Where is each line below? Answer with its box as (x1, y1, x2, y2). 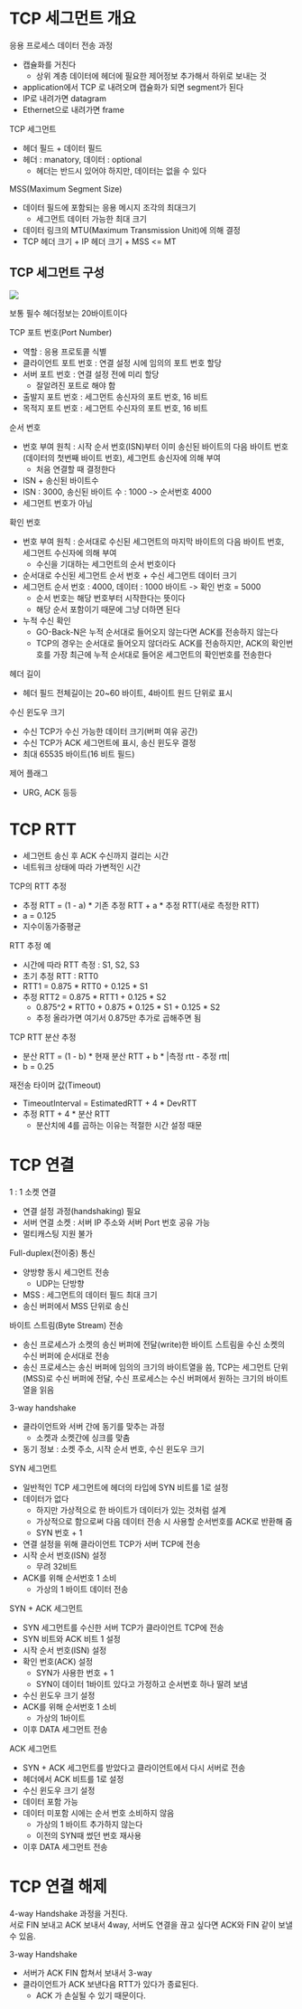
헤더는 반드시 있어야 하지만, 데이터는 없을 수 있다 (35, 165, 207, 176)
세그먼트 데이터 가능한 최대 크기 (35, 213, 147, 224)
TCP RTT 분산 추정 (9, 1032, 77, 1042)
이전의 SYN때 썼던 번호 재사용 (35, 1830, 142, 1841)
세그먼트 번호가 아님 (22, 497, 93, 508)
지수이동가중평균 (22, 920, 81, 931)
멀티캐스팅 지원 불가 (22, 1228, 93, 1239)
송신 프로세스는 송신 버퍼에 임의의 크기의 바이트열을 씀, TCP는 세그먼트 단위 (22, 1362, 288, 1372)
